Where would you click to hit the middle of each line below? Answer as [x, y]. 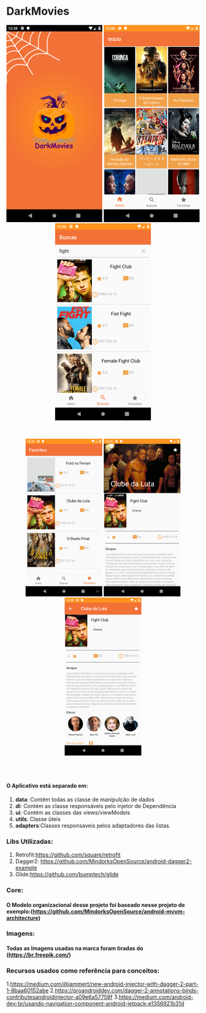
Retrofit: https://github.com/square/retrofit [68, 855]
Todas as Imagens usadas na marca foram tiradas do [75, 949]
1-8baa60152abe [28, 991]
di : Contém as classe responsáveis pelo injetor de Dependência [96, 806]
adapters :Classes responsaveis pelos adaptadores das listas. [93, 825]
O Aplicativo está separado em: [47, 786]
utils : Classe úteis [38, 819]
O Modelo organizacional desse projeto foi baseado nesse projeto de [96, 905]
